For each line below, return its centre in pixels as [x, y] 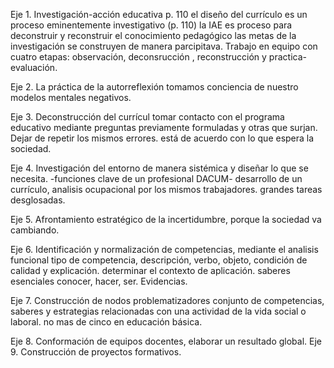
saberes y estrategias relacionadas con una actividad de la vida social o [158, 311]
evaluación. [34, 67]
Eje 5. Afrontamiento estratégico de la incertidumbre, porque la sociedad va [166, 219]
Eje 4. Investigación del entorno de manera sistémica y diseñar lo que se [159, 168]
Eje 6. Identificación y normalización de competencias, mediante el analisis [164, 249]
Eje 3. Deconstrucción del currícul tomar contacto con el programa [147, 117]
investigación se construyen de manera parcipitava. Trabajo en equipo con [164, 46]
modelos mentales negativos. [71, 97]
